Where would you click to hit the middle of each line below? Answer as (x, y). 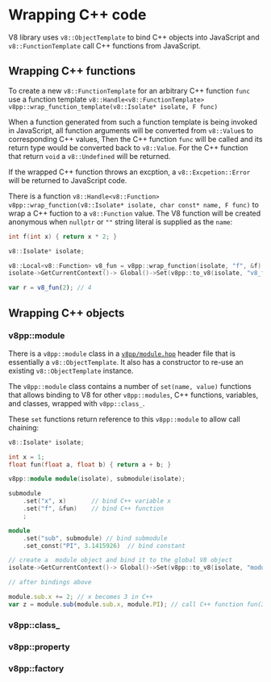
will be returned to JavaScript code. (68, 180)
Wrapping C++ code (77, 15)
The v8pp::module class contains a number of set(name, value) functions (130, 386)
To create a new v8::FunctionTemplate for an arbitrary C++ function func (129, 90)
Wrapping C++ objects (67, 313)
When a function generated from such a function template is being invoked (133, 122)
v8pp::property (39, 646)
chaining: (24, 427)
